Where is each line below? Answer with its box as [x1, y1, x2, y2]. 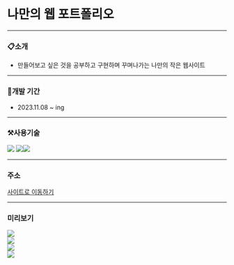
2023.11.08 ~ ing [17, 103, 65, 112]
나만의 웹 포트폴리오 [7, 6, 115, 22]
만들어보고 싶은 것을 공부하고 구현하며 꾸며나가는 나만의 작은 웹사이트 [17, 61, 205, 70]
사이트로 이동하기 [7, 188, 54, 196]
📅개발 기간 [7, 86, 40, 96]
